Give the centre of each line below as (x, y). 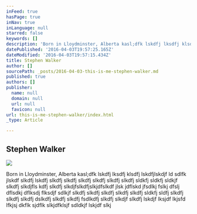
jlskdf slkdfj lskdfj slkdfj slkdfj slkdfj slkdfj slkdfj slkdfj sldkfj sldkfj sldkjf (92, 180)
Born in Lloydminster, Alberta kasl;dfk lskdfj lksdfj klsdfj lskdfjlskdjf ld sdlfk (96, 174)
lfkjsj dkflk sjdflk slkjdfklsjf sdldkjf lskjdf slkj (59, 205)
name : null (25, 93)
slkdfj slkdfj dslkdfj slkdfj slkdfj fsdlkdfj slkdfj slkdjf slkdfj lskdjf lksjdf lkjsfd (96, 199)
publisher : (19, 88)
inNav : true (21, 22)
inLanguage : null (27, 28)
